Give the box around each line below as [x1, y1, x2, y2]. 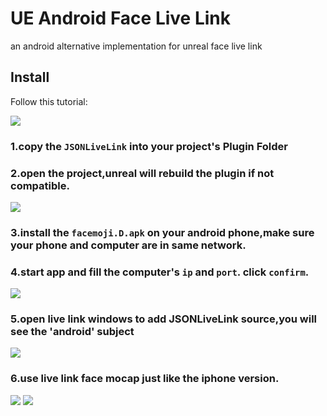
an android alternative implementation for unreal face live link [10, 40, 263, 52]
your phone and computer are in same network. [10, 238, 247, 252]
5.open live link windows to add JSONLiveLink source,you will [10, 312, 318, 326]
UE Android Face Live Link [10, 7, 231, 30]
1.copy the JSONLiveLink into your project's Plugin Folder [10, 139, 288, 153]
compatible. [10, 178, 70, 192]
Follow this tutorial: [10, 95, 88, 107]
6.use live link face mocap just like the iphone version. [10, 372, 280, 386]
